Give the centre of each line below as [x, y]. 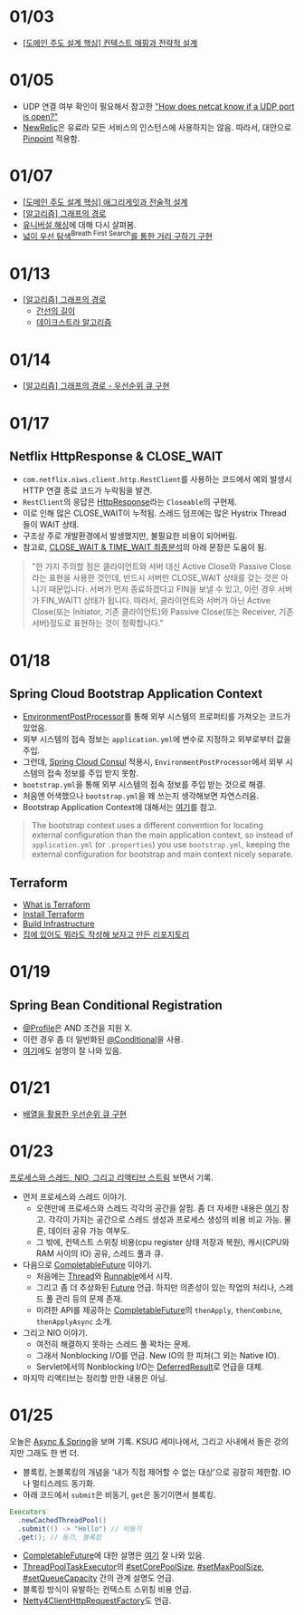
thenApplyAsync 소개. [74, 1321]
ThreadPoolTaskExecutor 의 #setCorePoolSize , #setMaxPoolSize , [143, 1567]
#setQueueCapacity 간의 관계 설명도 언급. [98, 1578]
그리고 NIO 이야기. [55, 1333]
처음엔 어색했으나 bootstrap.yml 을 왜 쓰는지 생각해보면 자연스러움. [141, 796]
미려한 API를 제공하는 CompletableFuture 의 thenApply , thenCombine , [159, 1310]
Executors [28, 1512]
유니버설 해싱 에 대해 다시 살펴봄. [79, 225]
